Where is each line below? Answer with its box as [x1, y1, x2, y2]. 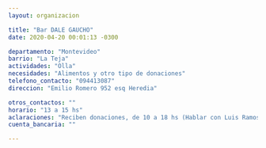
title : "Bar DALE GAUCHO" [8, 25, 93, 34]
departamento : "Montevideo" [8, 47, 101, 55]
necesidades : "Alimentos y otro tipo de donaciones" [8, 70, 186, 78]
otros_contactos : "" [8, 98, 77, 107]
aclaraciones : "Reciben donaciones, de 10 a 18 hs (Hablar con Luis [8, 113, 239, 121]
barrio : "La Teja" [8, 55, 69, 63]
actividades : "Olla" [8, 63, 77, 70]
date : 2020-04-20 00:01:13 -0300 [8, 33, 119, 41]
